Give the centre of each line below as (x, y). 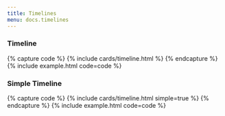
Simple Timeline (35, 83)
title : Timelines (32, 13)
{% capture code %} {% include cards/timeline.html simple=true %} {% (108, 98)
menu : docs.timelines (38, 20)
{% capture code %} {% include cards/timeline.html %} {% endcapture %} (113, 58)
